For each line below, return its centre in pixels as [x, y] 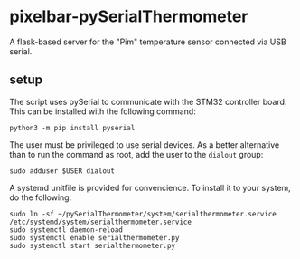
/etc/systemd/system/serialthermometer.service [101, 222]
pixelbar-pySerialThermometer [129, 17]
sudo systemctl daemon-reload [66, 230]
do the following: [41, 197]
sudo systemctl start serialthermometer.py [93, 245]
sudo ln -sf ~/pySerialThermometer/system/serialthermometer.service [143, 214]
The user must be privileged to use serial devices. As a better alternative [145, 144]
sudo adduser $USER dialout [62, 171]
